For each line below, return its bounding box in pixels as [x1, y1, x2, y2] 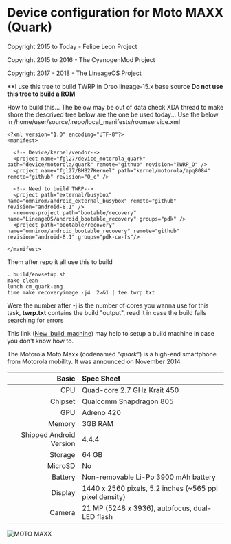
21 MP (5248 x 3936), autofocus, [82, 503, 192, 513]
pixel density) [82, 492, 126, 501]
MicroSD [47, 461, 76, 470]
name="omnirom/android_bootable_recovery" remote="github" [7, 228, 180, 234]
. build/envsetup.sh [7, 271, 67, 278]
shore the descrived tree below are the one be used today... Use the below [7, 110, 219, 119]
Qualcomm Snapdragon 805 [82, 396, 174, 406]
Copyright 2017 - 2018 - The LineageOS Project [7, 69, 142, 77]
